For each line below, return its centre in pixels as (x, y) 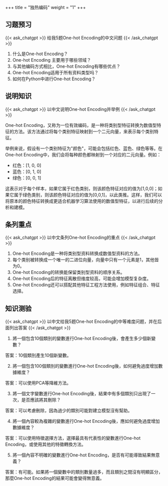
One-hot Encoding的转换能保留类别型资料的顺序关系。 (68, 272)
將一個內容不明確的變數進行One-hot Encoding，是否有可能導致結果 (82, 455)
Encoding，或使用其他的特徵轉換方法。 (45, 444)
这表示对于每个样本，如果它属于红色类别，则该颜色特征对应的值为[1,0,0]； (82, 188)
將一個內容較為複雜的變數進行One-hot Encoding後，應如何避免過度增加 (86, 421)
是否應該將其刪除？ (41, 400)
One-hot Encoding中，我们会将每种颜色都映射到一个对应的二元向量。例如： (83, 154)
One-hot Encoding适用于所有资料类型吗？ (55, 72)
